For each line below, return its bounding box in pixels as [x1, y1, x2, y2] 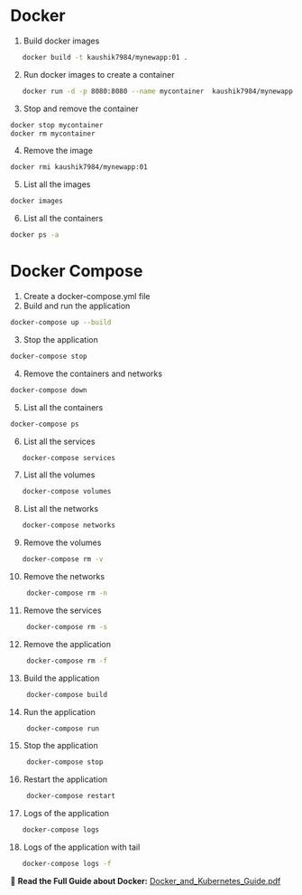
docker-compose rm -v [22, 555, 104, 564]
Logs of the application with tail [23, 842, 141, 853]
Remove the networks [23, 571, 105, 581]
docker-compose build [26, 690, 107, 699]
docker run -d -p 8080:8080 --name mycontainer [22, 87, 205, 96]
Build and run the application [23, 300, 131, 311]
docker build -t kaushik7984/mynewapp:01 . [22, 52, 188, 61]
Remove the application [23, 638, 112, 649]
